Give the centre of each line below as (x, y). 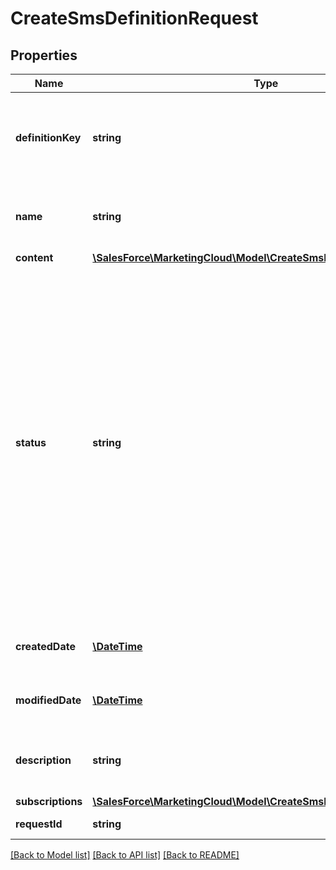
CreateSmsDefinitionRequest (134, 18)
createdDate (45, 646)
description (43, 760)
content (34, 257)
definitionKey (48, 137)
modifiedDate (48, 700)
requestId (39, 824)
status (31, 442)
